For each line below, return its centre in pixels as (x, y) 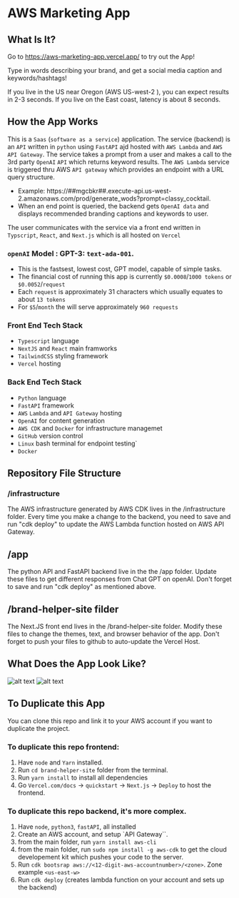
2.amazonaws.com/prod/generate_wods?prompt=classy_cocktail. (114, 198)
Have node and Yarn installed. (60, 762)
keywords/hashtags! (37, 78)
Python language (42, 398)
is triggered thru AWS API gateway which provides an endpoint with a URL (116, 169)
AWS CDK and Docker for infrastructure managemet (90, 428)
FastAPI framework (46, 405)
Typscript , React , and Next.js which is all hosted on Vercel (94, 235)
